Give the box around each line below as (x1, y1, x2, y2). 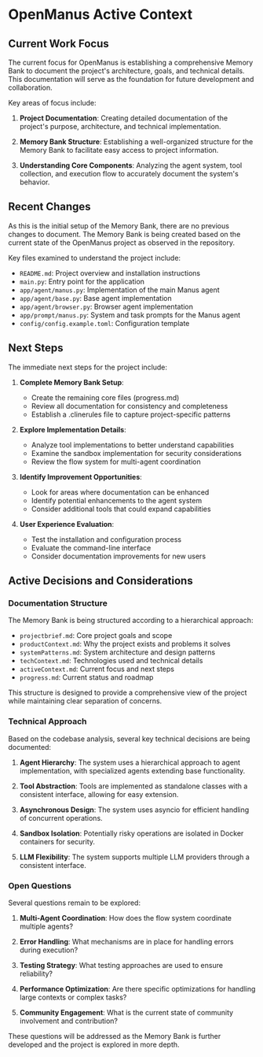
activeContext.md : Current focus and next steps (19, 664, 175, 674)
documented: (8, 742, 52, 751)
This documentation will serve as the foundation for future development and (8, 75, 254, 83)
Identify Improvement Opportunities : (19, 472, 143, 481)
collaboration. (8, 83, 53, 92)
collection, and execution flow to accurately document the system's (19, 169, 239, 178)
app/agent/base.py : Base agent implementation (19, 293, 173, 302)
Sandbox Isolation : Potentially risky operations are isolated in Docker (19, 829, 244, 838)
